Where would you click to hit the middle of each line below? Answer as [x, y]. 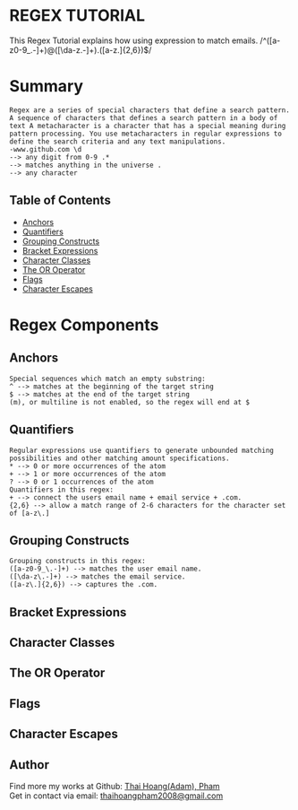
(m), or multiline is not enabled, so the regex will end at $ [130, 402]
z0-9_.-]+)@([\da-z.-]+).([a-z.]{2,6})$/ [81, 49]
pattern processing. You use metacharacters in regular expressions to [145, 134]
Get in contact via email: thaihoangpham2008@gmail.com [116, 796]
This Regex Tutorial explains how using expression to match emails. [134, 40]
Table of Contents [60, 200]
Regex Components [84, 325]
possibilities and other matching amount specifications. [119, 458]
